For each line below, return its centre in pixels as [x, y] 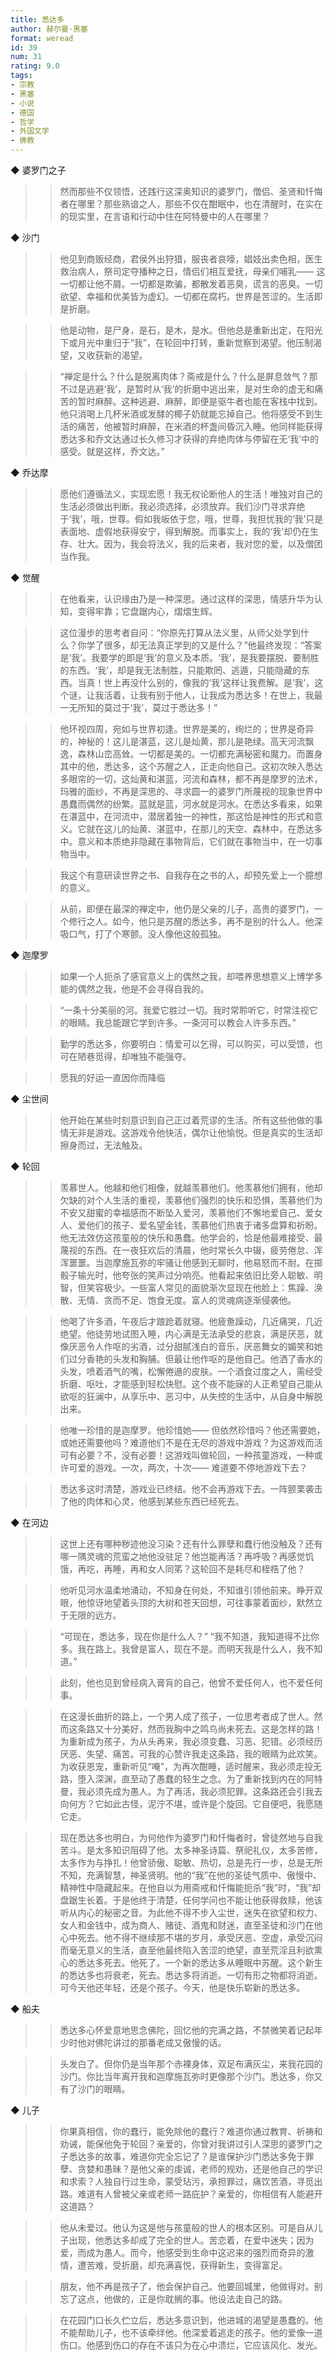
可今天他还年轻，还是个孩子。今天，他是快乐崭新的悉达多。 [182, 1987]
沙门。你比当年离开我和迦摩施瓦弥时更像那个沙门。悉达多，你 [187, 2076]
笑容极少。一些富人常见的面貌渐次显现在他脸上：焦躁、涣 [204, 1287]
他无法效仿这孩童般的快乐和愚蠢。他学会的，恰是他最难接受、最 [191, 1237]
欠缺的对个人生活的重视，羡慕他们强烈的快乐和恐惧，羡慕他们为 [191, 1200]
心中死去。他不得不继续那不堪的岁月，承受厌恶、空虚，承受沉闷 [191, 1937]
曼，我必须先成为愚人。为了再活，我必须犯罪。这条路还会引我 [187, 1791]
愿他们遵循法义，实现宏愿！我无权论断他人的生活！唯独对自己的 [191, 494]
